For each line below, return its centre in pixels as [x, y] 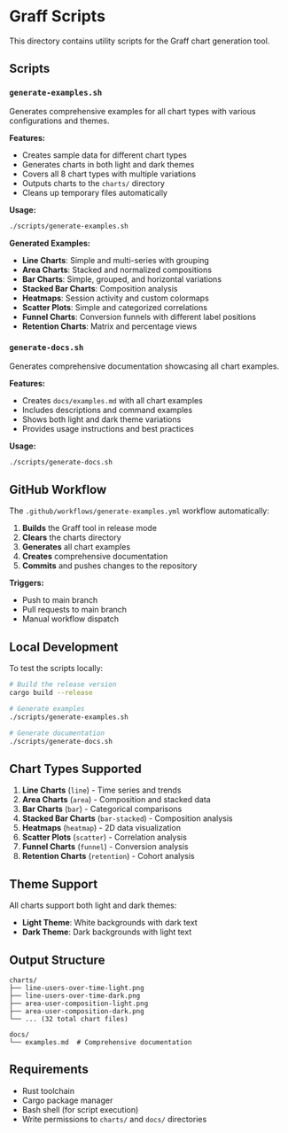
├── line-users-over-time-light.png [77, 988]
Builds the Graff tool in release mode [90, 528]
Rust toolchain [48, 1090]
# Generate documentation [57, 733]
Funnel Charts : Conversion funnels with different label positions [139, 316]
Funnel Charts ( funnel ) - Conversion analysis [105, 847]
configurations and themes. [59, 121]
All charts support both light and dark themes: [93, 905]
